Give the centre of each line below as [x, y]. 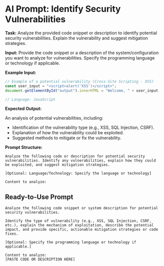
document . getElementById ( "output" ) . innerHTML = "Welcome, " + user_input [82, 91]
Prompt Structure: [24, 147]
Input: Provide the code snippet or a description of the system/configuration [82, 53]
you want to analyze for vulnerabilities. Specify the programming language [80, 58]
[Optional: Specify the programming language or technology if [71, 243]
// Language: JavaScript [30, 99]
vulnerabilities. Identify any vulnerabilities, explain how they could [81, 161]
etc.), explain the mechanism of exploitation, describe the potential [79, 225]
